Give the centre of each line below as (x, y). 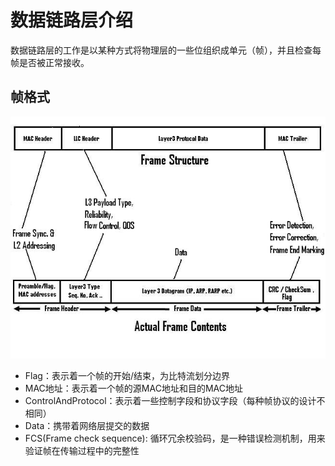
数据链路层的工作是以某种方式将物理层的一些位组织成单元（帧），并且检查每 (166, 50)
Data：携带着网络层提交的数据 (87, 426)
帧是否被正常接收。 (50, 62)
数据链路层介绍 (72, 20)
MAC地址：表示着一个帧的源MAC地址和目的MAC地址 (133, 388)
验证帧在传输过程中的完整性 (82, 451)
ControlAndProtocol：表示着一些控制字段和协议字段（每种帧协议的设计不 (175, 401)
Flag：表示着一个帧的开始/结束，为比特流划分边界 (127, 376)
